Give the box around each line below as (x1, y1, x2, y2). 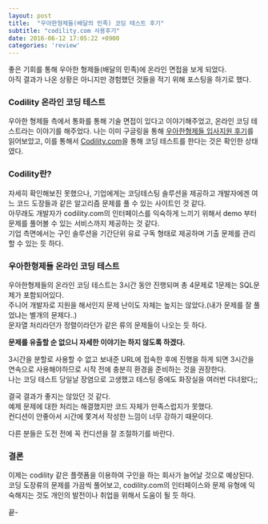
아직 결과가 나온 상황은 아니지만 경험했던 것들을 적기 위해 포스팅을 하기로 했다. (8, 75, 252, 84)
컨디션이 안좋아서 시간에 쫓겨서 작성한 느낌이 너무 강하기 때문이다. (8, 412, 214, 421)
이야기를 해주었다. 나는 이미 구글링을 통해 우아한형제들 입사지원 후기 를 (35, 126, 254, 136)
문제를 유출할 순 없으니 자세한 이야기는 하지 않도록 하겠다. (8, 338, 186, 347)
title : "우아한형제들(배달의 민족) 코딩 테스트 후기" (8, 19, 165, 27)
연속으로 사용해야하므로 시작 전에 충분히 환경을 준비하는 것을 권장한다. (8, 364, 226, 374)
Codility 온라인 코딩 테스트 (8, 97, 106, 108)
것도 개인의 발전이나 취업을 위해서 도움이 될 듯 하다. (35, 490, 196, 500)
